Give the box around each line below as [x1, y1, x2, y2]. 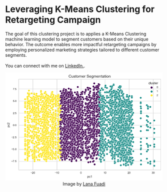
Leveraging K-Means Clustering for [5, 4, 155, 15]
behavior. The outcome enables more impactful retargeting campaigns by [5, 41, 156, 47]
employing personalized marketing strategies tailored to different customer [5, 47, 159, 53]
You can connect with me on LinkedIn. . [5, 63, 85, 69]
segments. [5, 52, 27, 58]
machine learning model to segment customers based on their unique [5, 36, 148, 42]
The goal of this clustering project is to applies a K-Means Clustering [5, 31, 146, 37]
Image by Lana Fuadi [62, 181, 106, 187]
